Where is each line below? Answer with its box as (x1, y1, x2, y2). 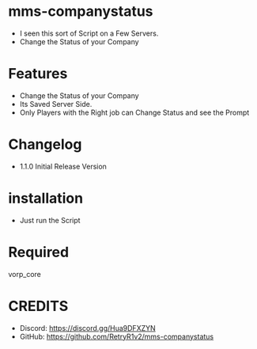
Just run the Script (19, 215, 81, 225)
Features (8, 65, 68, 83)
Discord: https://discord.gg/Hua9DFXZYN (19, 323, 156, 332)
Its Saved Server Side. (19, 99, 93, 108)
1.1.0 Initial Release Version (19, 161, 107, 171)
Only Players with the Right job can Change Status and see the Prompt (19, 108, 250, 117)
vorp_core (8, 269, 42, 279)
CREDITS (8, 297, 69, 315)
